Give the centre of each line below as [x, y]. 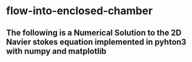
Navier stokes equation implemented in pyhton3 [96, 42]
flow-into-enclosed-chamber [80, 11]
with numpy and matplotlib [56, 51]
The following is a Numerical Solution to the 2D [94, 33]
